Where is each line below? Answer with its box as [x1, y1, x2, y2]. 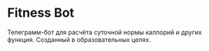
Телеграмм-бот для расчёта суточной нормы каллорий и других [7, 28, 202, 36]
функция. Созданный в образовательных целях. [7, 35, 151, 43]
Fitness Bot [7, 5, 75, 21]
